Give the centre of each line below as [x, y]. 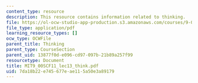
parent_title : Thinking [35, 44]
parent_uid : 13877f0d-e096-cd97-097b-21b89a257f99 [70, 55]
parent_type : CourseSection [41, 50]
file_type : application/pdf [41, 28]
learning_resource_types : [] [42, 33]
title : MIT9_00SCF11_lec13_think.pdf [52, 66]
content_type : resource [35, 11]
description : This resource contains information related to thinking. [96, 17]
